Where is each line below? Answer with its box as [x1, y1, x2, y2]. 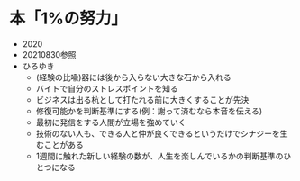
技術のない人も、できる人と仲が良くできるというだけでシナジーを [35, 128, 281, 139]
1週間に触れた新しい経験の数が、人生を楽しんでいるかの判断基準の [35, 150, 284, 161]
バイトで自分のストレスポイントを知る [35, 83, 178, 94]
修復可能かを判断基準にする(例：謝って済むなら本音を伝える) [35, 105, 263, 116]
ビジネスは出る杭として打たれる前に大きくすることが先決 [35, 94, 250, 104]
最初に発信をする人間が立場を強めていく [35, 116, 186, 127]
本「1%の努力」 [9, 8, 128, 29]
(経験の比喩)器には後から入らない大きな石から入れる [35, 71, 232, 82]
